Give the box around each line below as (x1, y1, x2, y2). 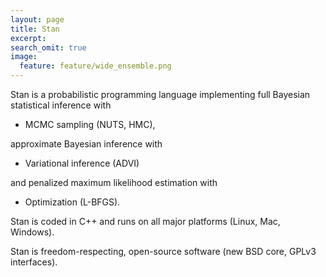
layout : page (10, 14, 65, 25)
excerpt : (10, 33, 47, 43)
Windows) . (10, 226, 55, 238)
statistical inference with (10, 99, 112, 111)
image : (10, 52, 38, 62)
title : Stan (10, 24, 60, 34)
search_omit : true (10, 42, 87, 53)
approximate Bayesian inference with (10, 138, 163, 150)
